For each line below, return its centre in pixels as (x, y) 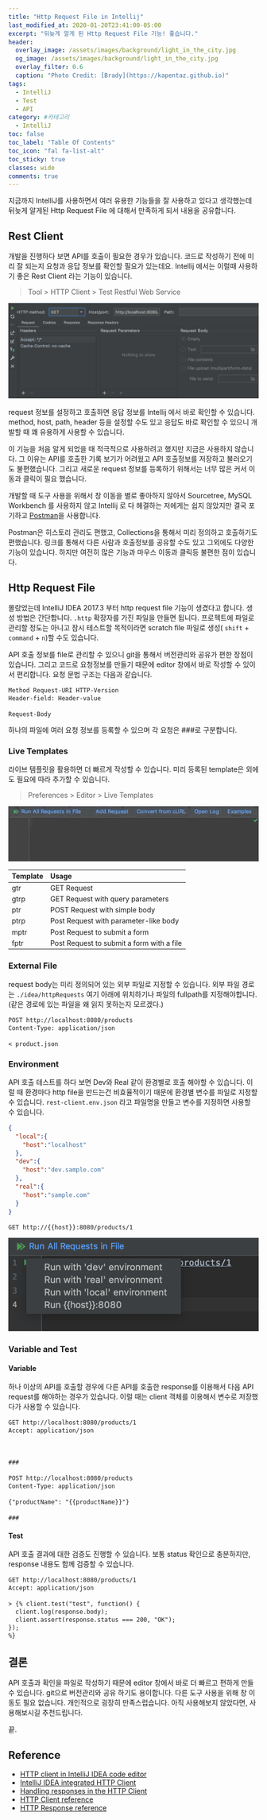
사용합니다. (83, 516)
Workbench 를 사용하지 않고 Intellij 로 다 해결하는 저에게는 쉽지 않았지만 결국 (128, 505)
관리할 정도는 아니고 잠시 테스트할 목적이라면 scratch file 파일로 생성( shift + (129, 628)
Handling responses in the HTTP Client (83, 1791)
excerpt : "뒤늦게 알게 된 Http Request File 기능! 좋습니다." (103, 33)
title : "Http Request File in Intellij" (76, 17)
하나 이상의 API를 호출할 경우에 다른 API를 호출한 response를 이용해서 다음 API (131, 1387)
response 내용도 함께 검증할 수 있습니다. (71, 1564)
